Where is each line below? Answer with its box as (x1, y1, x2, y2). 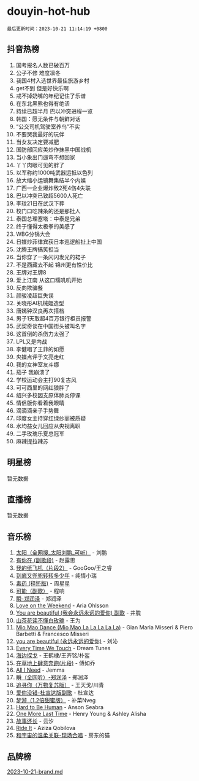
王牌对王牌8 (15, 268, 47, 276)
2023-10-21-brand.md (7, 768, 63, 775)
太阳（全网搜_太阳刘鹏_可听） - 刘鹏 (15, 549, 107, 556)
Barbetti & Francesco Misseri (15, 631, 89, 638)
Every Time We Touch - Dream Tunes (15, 645, 111, 652)
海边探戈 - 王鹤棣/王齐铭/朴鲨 (15, 652, 91, 659)
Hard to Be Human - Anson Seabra (15, 704, 103, 711)
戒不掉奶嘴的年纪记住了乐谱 (15, 92, 86, 99)
